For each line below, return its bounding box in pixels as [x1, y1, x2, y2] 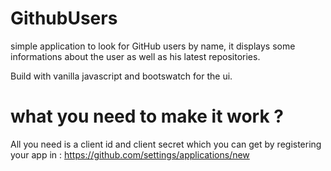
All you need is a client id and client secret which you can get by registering [10, 138, 322, 150]
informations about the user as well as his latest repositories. [10, 50, 261, 62]
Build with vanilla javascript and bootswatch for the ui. [10, 70, 233, 82]
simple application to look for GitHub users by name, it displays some [10, 40, 296, 52]
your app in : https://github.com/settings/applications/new [10, 148, 250, 161]
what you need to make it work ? [10, 105, 284, 128]
